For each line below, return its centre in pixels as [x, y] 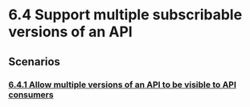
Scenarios [34, 62]
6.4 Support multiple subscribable [125, 15]
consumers [31, 94]
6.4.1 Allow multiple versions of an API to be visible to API [123, 84]
